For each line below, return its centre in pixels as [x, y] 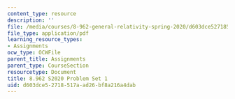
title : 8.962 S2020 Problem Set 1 [58, 78]
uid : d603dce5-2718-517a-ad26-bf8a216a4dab [72, 85]
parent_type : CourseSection [48, 66]
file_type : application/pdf [48, 33]
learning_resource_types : [45, 40]
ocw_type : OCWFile [34, 53]
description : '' [31, 20]
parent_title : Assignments [47, 59]
